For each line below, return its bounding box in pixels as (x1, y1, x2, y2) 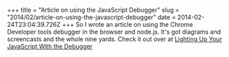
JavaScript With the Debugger (7, 43, 93, 50)
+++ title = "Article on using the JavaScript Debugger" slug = (7, 6, 180, 14)
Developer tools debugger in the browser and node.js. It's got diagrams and (7, 27, 221, 36)
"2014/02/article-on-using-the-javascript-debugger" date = (7, 13, 176, 21)
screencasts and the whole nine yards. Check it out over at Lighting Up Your (7, 35, 223, 43)
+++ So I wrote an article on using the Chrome (62, 21, 193, 28)
